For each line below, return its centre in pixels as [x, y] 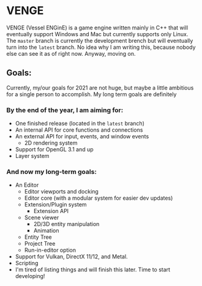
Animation [46, 231]
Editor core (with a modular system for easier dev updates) [99, 198]
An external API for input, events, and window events [82, 137]
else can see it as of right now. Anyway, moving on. [71, 53]
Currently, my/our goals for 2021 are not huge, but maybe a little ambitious [100, 88]
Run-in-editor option [50, 250]
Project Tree [40, 244]
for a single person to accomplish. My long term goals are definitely [92, 94]
